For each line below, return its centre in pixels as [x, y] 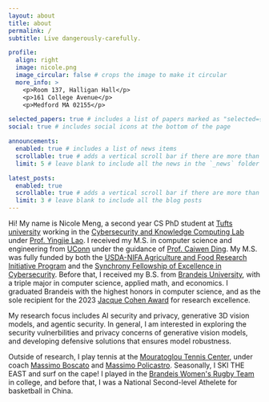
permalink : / [30, 30]
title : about [30, 23]
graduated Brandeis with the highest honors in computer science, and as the [134, 291]
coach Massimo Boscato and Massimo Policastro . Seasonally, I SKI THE [126, 365]
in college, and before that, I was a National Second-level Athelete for [123, 382]
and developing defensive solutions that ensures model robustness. [120, 341]
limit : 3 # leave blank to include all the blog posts [109, 201]
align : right [37, 60]
